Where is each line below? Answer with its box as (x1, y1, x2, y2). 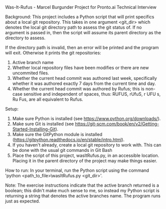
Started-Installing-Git (12, 126, 56, 132)
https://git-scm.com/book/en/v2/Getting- (75, 121, 160, 127)
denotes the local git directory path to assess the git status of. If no (5, 24, 142, 30)
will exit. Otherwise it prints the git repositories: (5, 50, 102, 56)
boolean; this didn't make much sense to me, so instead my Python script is (5, 188, 160, 193)
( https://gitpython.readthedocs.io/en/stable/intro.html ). (12, 137, 125, 142)
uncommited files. (12, 70, 50, 76)
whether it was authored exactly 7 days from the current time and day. (12, 80, 156, 86)
